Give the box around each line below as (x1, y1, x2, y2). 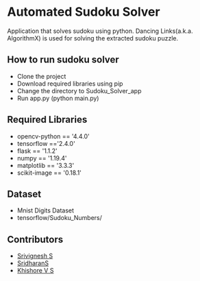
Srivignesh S (16, 252, 53, 260)
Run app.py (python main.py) (16, 94, 99, 102)
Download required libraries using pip (16, 80, 123, 88)
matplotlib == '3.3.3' (16, 161, 75, 169)
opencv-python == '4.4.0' (16, 132, 90, 140)
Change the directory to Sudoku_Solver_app (16, 86, 142, 95)
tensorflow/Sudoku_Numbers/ (16, 214, 103, 222)
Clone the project (16, 72, 66, 80)
